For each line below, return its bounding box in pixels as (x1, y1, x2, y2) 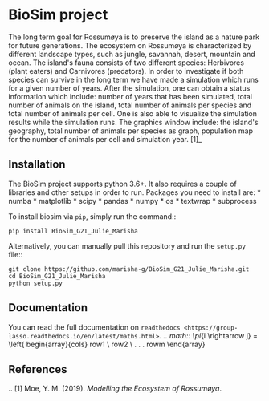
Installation (8, 158, 66, 172)
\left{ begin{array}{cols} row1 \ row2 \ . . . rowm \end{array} (8, 339, 206, 349)
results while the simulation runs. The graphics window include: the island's (8, 117, 259, 127)
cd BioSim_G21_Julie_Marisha (8, 272, 106, 280)
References (8, 363, 67, 376)
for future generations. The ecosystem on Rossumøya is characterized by (8, 40, 252, 50)
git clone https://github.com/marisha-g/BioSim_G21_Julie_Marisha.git (8, 265, 250, 273)
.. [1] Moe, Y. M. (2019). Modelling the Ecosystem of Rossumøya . (8, 383, 222, 394)
